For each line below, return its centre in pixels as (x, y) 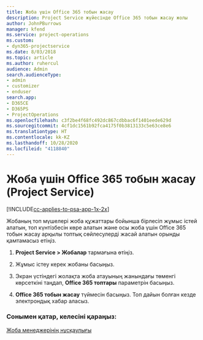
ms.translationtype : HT (37, 132)
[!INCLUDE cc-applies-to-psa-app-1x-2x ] (58, 209)
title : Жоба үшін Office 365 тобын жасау (60, 12)
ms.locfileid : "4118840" (38, 149)
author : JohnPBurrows (34, 23)
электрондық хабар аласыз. (52, 301)
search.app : (21, 97)
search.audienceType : (34, 75)
